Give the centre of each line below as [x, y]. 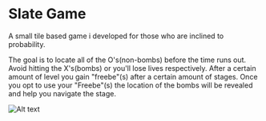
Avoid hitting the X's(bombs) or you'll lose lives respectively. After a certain [132, 68]
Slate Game [47, 14]
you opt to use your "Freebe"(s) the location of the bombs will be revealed [131, 85]
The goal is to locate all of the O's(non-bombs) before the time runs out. [127, 60]
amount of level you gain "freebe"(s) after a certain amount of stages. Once [133, 76]
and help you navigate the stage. [62, 93]
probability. [27, 44]
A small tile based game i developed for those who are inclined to [116, 36]
